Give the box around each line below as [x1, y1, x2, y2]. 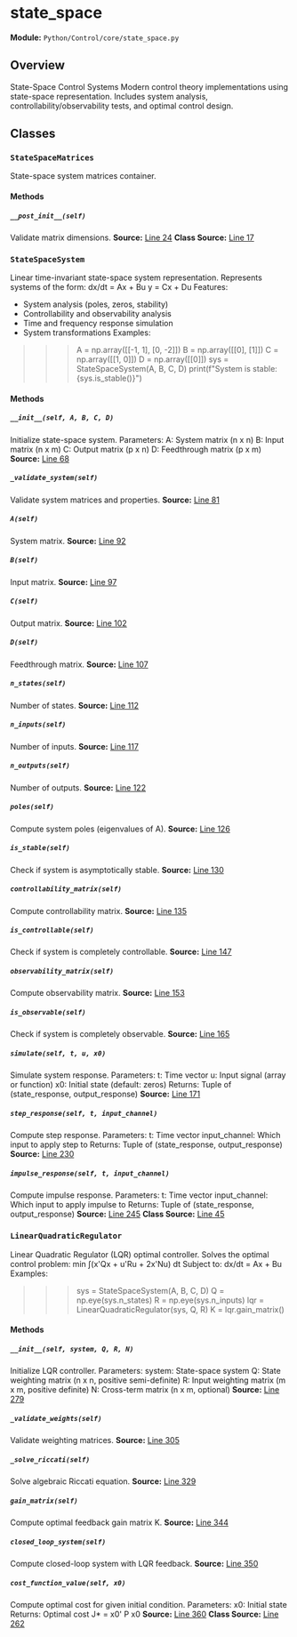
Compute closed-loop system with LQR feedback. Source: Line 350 [10, 1559, 259, 1569]
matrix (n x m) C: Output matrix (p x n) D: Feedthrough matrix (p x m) [10, 444, 261, 454]
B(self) [10, 556, 39, 565]
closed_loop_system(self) [10, 1537, 106, 1546]
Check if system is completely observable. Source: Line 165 [10, 1029, 230, 1039]
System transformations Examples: [22, 327, 151, 338]
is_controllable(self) [10, 926, 94, 935]
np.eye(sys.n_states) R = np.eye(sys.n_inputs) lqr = [76, 1295, 265, 1305]
